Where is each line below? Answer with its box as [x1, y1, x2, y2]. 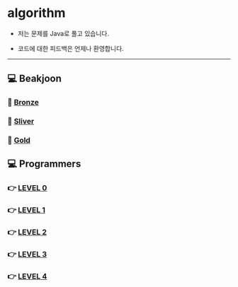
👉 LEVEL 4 [7, 271, 47, 281]
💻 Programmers [7, 158, 81, 170]
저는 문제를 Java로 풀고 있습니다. [17, 29, 110, 37]
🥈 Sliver [7, 117, 35, 127]
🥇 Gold [7, 136, 30, 146]
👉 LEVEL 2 [7, 228, 47, 238]
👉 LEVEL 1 [7, 205, 46, 215]
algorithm [7, 5, 66, 21]
